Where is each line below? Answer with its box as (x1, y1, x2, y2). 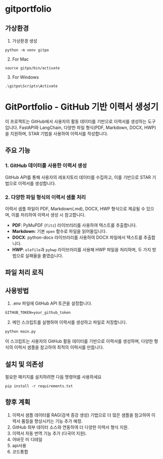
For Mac (12, 56, 29, 62)
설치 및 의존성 (5, 360, 44, 368)
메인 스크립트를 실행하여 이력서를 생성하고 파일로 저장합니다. (12, 319, 127, 325)
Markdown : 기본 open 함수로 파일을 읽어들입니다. (12, 228, 107, 234)
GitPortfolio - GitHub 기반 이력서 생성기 (5, 102, 159, 113)
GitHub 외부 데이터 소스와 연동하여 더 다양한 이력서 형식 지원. (12, 424, 129, 430)
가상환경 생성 (12, 38, 38, 43)
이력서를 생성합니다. (18, 180, 56, 186)
